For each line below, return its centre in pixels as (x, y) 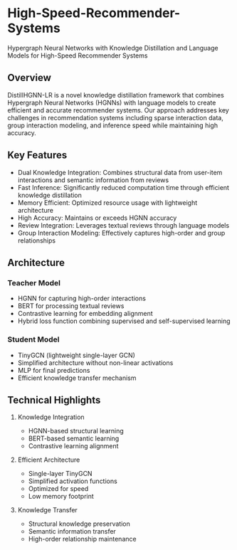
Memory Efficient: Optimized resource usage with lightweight (107, 202)
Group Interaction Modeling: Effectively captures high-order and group (121, 233)
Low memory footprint (61, 497)
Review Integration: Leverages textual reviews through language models (123, 225)
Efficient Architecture (49, 460)
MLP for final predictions (54, 370)
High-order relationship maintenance (82, 539)
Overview (30, 78)
